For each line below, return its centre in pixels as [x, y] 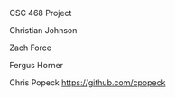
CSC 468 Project [41, 13]
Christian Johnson [43, 30]
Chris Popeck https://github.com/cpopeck [87, 83]
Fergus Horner [37, 65]
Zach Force [31, 48]
